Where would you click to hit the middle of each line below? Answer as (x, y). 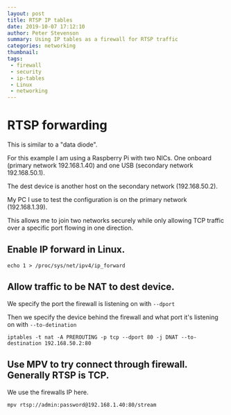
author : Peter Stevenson (43, 33)
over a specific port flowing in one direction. (70, 228)
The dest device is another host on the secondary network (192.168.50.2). (113, 186)
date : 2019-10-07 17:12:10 (46, 26)
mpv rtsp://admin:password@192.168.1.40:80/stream (82, 405)
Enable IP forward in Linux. (66, 249)
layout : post (26, 14)
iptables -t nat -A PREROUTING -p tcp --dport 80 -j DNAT (93, 337)
